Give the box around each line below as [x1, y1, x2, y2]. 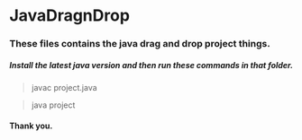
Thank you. [9, 120, 53, 131]
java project [31, 100, 76, 110]
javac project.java [31, 83, 97, 93]
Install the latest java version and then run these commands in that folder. [9, 59, 294, 70]
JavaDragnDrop [9, 5, 131, 26]
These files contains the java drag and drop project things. [9, 38, 270, 50]
